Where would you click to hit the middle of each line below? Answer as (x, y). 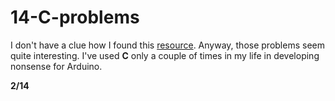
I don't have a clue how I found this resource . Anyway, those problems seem (167, 45)
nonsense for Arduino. (56, 66)
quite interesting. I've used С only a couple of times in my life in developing (165, 55)
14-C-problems (75, 17)
